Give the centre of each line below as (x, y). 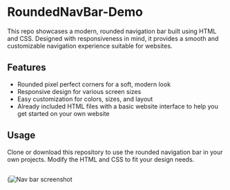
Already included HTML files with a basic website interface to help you (118, 106)
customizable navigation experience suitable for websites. (90, 46)
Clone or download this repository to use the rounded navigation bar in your (115, 152)
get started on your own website (63, 113)
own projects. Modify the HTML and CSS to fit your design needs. (101, 159)
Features (27, 67)
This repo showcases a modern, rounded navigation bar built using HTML (112, 31)
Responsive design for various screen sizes (79, 91)
